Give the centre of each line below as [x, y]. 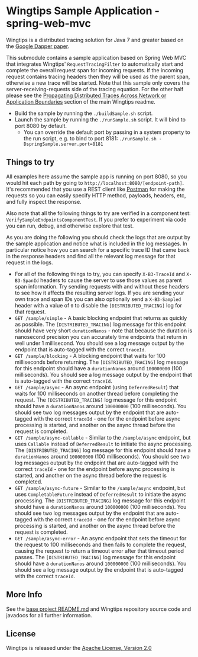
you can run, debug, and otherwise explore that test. [70, 226]
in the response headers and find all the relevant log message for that [91, 256]
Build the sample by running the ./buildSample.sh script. [84, 113]
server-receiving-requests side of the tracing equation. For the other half [95, 89]
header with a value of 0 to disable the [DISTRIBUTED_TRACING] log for [98, 305]
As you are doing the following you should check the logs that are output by [98, 237]
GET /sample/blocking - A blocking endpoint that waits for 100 [90, 355]
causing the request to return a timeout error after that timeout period [99, 551]
